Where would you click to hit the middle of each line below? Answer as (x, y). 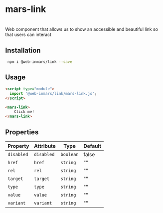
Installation (23, 50)
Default (92, 146)
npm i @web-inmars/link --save (40, 62)
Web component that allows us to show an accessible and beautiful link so (82, 29)
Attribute (45, 146)
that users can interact (28, 35)
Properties (22, 132)
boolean (70, 154)
